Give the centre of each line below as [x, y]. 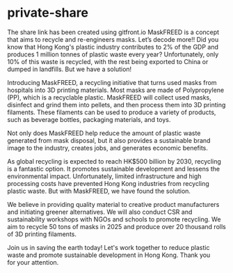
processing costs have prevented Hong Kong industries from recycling [109, 183]
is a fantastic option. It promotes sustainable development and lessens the [114, 169]
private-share [48, 13]
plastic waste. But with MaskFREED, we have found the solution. [99, 191]
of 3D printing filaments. [42, 234]
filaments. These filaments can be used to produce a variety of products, [112, 112]
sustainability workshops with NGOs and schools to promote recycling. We [114, 219]
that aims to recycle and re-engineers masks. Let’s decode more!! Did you [113, 39]
